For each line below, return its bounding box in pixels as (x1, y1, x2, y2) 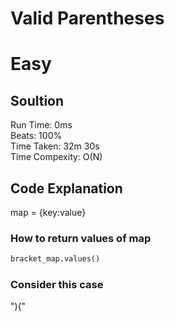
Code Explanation (10, 180, 123, 197)
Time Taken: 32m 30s (10, 140, 100, 152)
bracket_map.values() (10, 254, 101, 264)
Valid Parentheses (10, 7, 165, 30)
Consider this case (10, 278, 104, 292)
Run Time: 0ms (10, 119, 73, 131)
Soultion (10, 92, 65, 109)
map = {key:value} (10, 207, 87, 218)
